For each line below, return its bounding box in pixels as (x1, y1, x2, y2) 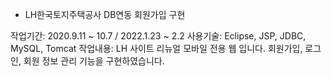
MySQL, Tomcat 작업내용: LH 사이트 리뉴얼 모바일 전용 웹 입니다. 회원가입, (10, 43, 303, 54)
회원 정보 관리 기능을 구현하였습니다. (23, 55, 165, 67)
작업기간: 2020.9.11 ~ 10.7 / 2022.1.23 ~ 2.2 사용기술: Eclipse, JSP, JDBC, (10, 30, 307, 42)
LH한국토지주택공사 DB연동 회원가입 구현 (24, 9, 186, 20)
